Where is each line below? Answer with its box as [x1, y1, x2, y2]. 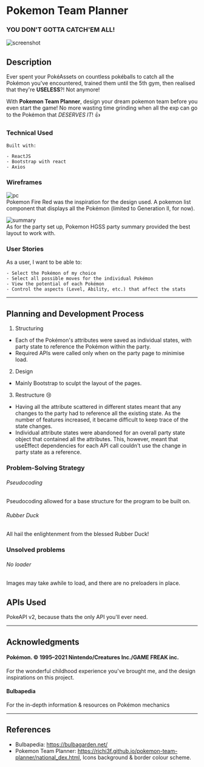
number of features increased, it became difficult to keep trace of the [15, 416, 189, 423]
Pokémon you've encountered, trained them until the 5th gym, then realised [6, 80, 195, 87]
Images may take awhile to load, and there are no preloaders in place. [6, 579, 181, 587]
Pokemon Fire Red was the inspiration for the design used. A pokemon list [6, 198, 191, 205]
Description [6, 57, 52, 67]
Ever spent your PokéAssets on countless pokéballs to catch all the [6, 73, 174, 80]
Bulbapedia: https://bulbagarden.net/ [15, 741, 108, 748]
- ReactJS [6, 153, 32, 159]
